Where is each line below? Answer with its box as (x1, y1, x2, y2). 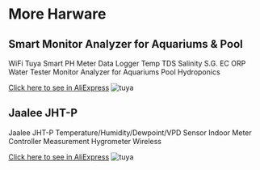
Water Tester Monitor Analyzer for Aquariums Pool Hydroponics (8, 67, 220, 77)
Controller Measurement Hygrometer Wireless (8, 136, 161, 146)
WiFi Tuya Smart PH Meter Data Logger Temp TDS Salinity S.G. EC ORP (8, 58, 246, 68)
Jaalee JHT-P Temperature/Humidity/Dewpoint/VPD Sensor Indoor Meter (8, 127, 252, 138)
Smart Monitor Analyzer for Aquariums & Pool (8, 37, 244, 51)
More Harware (8, 5, 107, 23)
